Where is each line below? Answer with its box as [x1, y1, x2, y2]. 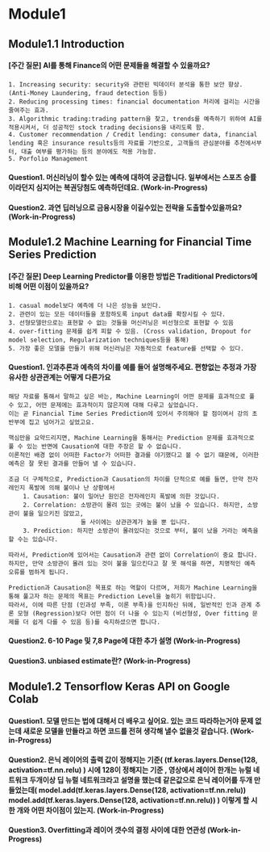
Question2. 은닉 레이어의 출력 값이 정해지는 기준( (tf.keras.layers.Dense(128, [8, 754, 258, 764]
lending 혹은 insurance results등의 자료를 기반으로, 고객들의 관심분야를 [8, 139, 231, 147]
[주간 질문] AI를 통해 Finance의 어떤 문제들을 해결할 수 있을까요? [8, 61, 211, 70]
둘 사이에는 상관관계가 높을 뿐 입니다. [80, 518, 191, 526]
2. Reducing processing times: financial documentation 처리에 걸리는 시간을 [8, 98, 260, 106]
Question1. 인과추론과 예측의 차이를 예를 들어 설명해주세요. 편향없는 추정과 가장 [8, 363, 257, 372]
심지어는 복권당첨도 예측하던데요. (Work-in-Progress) [35, 183, 208, 192]
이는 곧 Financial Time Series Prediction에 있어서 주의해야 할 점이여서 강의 [8, 409, 249, 418]
